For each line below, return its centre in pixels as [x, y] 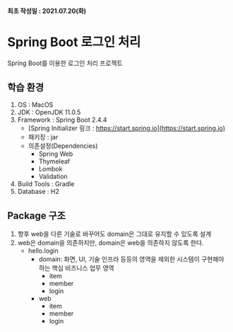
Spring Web [56, 154]
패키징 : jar [43, 137]
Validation [53, 176]
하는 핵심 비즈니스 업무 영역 [76, 268]
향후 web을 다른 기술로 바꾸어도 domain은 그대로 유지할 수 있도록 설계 [114, 234]
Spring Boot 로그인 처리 [74, 42]
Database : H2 [38, 192]
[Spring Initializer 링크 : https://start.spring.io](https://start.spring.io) [127, 128]
